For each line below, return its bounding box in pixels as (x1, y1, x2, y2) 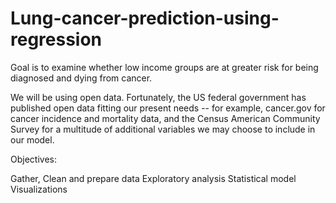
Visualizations (10, 183, 68, 195)
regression (10, 28, 103, 51)
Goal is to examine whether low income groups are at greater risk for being (10, 61, 319, 73)
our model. (10, 133, 55, 146)
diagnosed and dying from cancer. (10, 72, 153, 84)
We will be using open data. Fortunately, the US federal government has (10, 91, 307, 103)
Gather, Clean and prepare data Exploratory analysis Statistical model (10, 172, 297, 184)
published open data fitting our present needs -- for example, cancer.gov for (10, 102, 326, 114)
